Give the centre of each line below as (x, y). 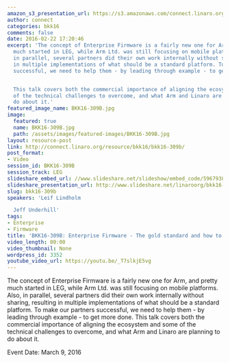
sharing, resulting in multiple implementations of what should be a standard (113, 303)
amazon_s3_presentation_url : (49, 13)
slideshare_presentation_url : (50, 185)
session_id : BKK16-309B (41, 166)
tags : (15, 217)
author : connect (30, 20)
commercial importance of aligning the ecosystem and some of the (102, 325)
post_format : (26, 153)
